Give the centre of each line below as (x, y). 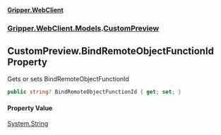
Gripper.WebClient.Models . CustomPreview (83, 28)
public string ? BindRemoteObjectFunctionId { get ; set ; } (94, 92)
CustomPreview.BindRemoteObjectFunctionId (110, 51)
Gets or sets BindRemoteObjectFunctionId (68, 79)
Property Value (30, 108)
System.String (28, 124)
